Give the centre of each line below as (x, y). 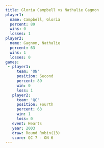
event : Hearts (27, 123)
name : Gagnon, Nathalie (35, 43)
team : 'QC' (28, 100)
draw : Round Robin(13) (36, 133)
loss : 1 (25, 90)
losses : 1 (20, 34)
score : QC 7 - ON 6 (33, 138)
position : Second (35, 76)
